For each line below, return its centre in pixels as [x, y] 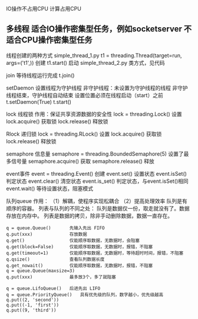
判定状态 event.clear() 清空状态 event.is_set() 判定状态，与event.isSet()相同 [97, 181]
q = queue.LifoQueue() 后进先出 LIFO [53, 288]
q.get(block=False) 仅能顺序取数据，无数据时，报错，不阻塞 [80, 246]
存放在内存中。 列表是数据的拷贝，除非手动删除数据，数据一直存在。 [89, 216]
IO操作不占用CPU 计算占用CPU [44, 9]
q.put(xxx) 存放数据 [47, 234]
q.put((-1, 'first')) [33, 305]
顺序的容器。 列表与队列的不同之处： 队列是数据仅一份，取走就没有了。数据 [98, 208]
